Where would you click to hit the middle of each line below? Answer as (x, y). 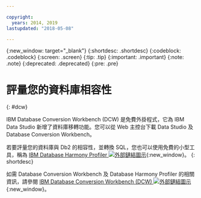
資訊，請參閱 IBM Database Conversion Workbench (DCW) (79, 182)
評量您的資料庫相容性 (59, 90)
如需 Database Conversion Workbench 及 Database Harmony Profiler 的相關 (100, 174)
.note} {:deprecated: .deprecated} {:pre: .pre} (62, 63)
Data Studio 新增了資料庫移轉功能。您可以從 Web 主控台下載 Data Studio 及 (100, 127)
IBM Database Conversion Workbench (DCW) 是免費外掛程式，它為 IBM (95, 120)
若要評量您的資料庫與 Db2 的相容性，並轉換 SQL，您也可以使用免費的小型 (98, 147)
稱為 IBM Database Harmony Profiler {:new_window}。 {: (106, 155)
